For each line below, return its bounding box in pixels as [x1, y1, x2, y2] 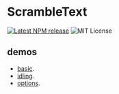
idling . [16, 72, 35, 80]
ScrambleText [7, 4, 88, 20]
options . [16, 79, 40, 87]
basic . [16, 64, 35, 72]
